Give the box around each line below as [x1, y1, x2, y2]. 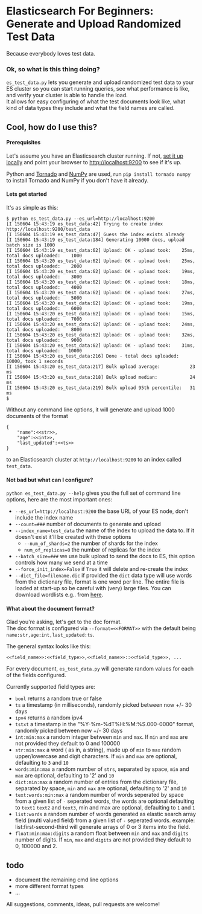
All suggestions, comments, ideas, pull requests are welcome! [6, 901, 160, 908]
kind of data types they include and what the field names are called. [6, 105, 175, 112]
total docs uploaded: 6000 [6, 306, 83, 312]
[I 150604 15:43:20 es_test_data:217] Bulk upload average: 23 [6, 364, 196, 370]
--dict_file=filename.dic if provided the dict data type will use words [14, 572, 192, 579]
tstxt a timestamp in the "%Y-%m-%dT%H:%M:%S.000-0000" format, [14, 721, 195, 728]
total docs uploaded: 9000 [6, 337, 83, 344]
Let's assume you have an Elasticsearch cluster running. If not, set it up [6, 152, 184, 159]
